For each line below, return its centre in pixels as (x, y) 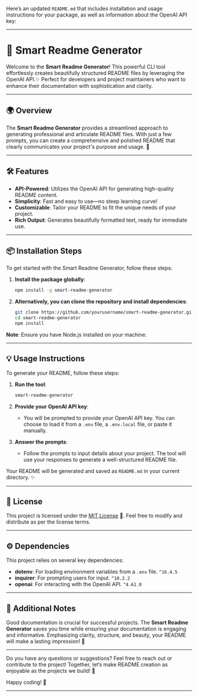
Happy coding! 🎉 (27, 682)
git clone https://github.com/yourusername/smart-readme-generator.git (104, 313)
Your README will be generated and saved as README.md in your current (93, 471)
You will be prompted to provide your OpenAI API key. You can (99, 417)
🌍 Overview (29, 111)
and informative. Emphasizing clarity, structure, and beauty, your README (96, 635)
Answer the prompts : (41, 442)
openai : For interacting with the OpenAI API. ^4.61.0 (78, 584)
